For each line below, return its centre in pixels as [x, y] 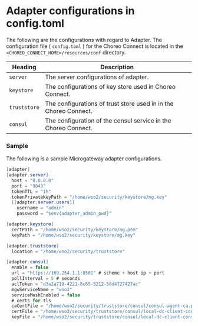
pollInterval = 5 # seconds [46, 279]
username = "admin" [41, 208]
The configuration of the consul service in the [108, 121]
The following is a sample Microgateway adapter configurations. [84, 159]
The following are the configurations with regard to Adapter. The [84, 40]
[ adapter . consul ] [27, 262]
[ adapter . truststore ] [33, 246]
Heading [24, 67]
